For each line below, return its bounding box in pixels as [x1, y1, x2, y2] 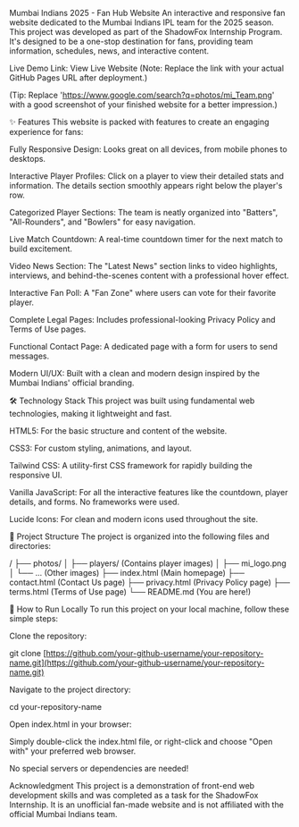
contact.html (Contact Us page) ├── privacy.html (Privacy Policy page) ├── [9, 577, 290, 587]
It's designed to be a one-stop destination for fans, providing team [9, 36, 253, 46]
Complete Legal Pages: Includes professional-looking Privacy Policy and [9, 315, 276, 325]
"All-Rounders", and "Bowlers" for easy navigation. [9, 216, 196, 227]
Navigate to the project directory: [9, 684, 131, 695]
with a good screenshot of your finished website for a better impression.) [9, 99, 278, 110]
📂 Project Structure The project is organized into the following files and [9, 531, 270, 542]
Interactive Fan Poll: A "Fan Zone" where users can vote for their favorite [9, 288, 277, 298]
